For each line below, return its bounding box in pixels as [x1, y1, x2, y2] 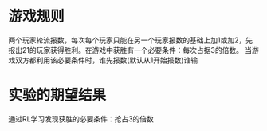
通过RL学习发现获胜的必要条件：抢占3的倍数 [8, 113, 154, 124]
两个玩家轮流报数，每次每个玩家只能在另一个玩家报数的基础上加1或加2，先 [8, 35, 253, 45]
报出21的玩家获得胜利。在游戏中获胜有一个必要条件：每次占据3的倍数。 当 [8, 45, 253, 54]
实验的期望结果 [8, 86, 107, 105]
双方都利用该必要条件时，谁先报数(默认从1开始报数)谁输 [14, 55, 198, 65]
